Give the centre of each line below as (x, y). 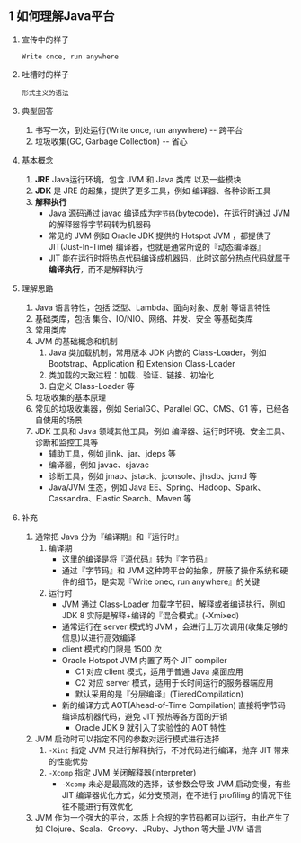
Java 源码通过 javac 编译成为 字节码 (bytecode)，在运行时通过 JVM (169, 213)
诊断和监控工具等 (66, 442)
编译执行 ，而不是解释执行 (96, 269)
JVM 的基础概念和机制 (76, 341)
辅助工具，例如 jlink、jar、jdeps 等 (112, 453)
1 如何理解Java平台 (62, 16)
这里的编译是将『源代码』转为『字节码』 (137, 559)
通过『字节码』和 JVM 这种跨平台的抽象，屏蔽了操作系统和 (171, 570)
